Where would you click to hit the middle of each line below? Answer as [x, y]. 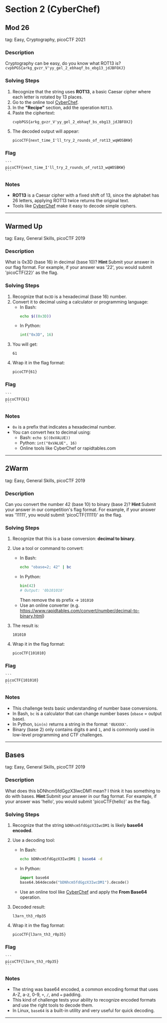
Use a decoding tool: [34, 840]
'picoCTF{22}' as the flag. [32, 272]
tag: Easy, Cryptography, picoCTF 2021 [45, 39]
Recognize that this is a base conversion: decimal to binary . [74, 539]
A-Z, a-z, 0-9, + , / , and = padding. [47, 995]
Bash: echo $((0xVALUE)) [45, 437]
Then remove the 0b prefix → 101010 [56, 600]
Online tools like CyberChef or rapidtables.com [68, 448]
